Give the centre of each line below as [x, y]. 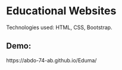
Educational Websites [61, 11]
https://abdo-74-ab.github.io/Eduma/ [51, 60]
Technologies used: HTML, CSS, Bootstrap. [59, 27]
